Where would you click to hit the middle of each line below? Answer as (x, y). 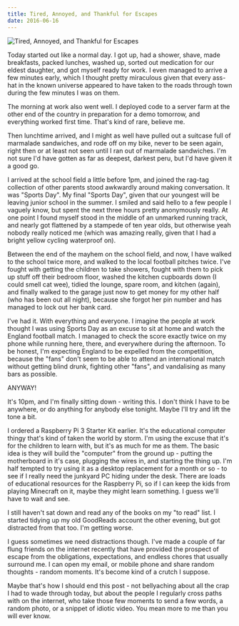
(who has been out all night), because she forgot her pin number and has (115, 299)
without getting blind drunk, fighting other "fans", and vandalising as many (117, 366)
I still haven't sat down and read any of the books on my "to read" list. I (112, 512)
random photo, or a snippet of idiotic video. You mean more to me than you (118, 608)
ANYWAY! (22, 388)
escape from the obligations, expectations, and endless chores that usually (118, 556)
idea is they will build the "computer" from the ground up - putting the (110, 453)
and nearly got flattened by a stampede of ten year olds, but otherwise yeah (119, 225)
